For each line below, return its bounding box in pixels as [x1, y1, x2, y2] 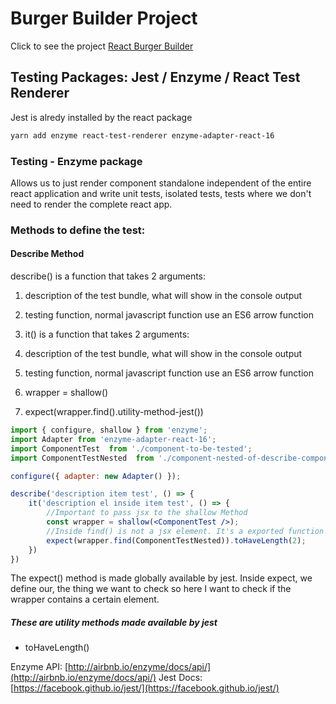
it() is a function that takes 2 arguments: [24, 328, 190, 341]
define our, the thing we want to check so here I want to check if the [10, 583, 292, 595]
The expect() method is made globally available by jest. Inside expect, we [10, 572, 313, 584]
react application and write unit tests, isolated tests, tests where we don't [10, 187, 312, 199]
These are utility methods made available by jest [10, 617, 218, 629]
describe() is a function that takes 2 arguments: [10, 270, 207, 282]
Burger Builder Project [10, 7, 198, 30]
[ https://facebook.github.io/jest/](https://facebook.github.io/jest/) [10, 682, 280, 694]
